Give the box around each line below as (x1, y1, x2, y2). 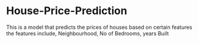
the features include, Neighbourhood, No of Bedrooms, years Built (6, 29, 169, 37)
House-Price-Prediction (6, 4, 128, 18)
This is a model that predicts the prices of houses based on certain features (6, 24, 193, 31)
